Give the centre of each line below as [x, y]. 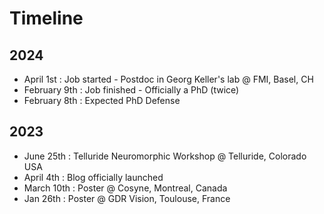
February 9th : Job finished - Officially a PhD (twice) [131, 90]
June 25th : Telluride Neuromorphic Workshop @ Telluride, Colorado [165, 156]
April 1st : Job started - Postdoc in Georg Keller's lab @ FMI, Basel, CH [168, 79]
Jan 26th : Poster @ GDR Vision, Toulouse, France [127, 198]
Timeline [46, 18]
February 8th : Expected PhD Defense [102, 100]
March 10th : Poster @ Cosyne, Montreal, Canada [125, 188]
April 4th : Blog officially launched [93, 177]
